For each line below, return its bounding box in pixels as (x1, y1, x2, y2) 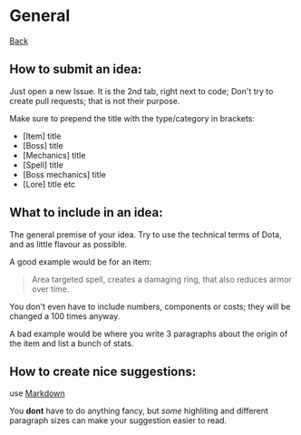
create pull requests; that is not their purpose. (9, 95, 180, 106)
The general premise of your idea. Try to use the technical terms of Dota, (9, 228, 283, 240)
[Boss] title (22, 140, 63, 150)
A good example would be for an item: (9, 256, 152, 267)
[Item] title (22, 130, 62, 141)
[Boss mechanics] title (22, 169, 106, 179)
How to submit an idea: (9, 62, 142, 77)
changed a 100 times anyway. (9, 310, 121, 322)
